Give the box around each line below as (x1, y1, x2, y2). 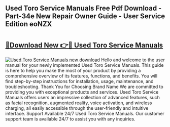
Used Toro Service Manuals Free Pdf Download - (5, 4, 162, 13)
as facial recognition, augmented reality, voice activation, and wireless (5, 100, 152, 106)
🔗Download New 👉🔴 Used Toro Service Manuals (5, 40, 163, 50)
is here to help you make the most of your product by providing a (5, 68, 141, 73)
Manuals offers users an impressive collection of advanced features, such (5, 95, 160, 100)
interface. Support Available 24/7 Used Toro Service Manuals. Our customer (5, 111, 165, 116)
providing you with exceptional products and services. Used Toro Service (5, 89, 159, 95)
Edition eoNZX (5, 20, 52, 28)
